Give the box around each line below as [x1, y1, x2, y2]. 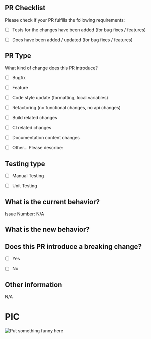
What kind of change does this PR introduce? [5, 65, 98, 71]
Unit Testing [12, 183, 37, 189]
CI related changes [12, 125, 51, 131]
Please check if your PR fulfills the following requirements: [5, 17, 125, 23]
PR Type [5, 52, 31, 60]
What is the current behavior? [5, 197, 100, 206]
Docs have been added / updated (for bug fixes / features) [12, 37, 133, 43]
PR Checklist [5, 4, 46, 12]
